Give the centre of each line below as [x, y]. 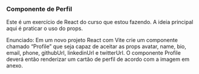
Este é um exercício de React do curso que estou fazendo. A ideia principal [100, 22]
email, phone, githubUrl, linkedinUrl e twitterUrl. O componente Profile [94, 53]
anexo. [15, 66]
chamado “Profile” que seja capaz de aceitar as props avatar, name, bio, [96, 46]
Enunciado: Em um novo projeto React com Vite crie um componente [92, 40]
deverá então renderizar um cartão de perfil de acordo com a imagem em [98, 60]
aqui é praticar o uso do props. [45, 28]
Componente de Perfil [39, 9]
